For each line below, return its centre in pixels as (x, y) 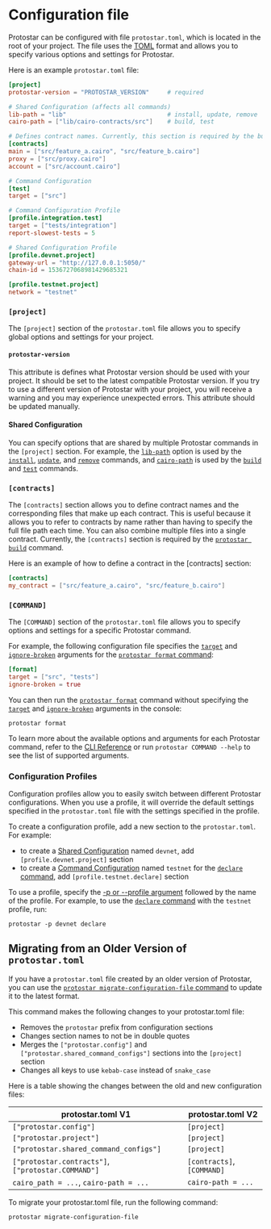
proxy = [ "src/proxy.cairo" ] (57, 159)
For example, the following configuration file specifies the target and (123, 646)
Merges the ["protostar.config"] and (83, 1044)
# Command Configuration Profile (65, 211)
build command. (36, 548)
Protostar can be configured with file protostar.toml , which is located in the (135, 37)
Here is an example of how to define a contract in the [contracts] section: (130, 563)
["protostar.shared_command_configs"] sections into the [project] (131, 1053)
